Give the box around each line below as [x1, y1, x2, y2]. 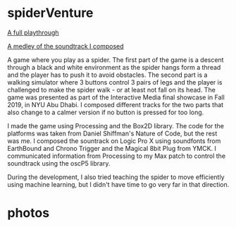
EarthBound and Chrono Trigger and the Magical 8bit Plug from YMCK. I [7, 144, 217, 152]
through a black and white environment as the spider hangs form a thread [7, 63, 221, 71]
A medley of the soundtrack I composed [7, 42, 125, 50]
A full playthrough [7, 28, 59, 37]
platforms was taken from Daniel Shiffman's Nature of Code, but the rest [7, 129, 218, 137]
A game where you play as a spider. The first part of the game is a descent [7, 55, 224, 64]
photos [7, 205, 50, 221]
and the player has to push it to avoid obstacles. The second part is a [7, 70, 208, 79]
